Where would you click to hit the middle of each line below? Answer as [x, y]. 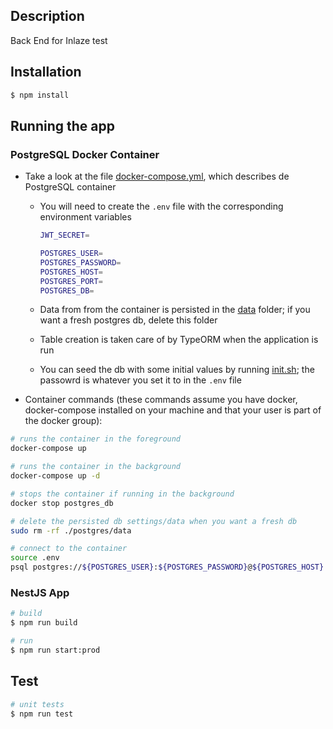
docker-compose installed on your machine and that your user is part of [173, 410]
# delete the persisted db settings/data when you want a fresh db [154, 521]
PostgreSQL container [70, 187]
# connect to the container [69, 549]
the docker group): [63, 421]
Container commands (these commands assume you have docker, [161, 400]
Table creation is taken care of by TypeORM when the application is [179, 340]
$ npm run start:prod [55, 650]
